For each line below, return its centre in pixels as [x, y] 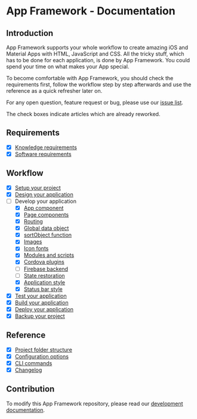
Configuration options [41, 356]
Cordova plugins [44, 262]
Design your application [44, 194]
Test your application [41, 296]
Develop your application [45, 201]
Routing [33, 221]
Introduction [30, 33]
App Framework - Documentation [91, 11]
